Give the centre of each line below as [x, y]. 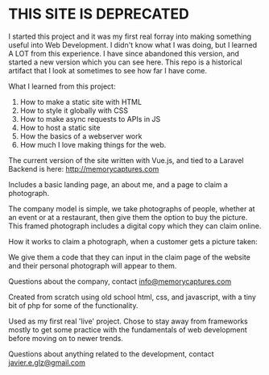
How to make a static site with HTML [81, 102]
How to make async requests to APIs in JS [90, 119]
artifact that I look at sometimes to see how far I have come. [108, 70]
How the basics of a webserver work [81, 136]
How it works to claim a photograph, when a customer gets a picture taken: [133, 241]
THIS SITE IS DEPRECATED [99, 14]
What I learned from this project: [62, 86]
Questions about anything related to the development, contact [112, 354]
